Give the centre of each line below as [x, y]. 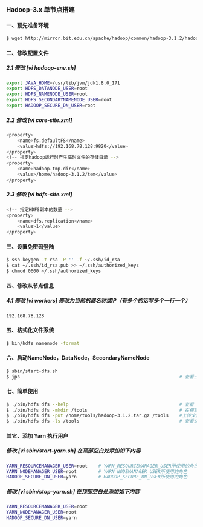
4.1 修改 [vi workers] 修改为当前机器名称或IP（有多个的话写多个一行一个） [98, 301]
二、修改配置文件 [27, 53]
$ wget [14, 39]
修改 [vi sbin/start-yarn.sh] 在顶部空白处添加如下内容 [73, 451]
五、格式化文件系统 [30, 330]
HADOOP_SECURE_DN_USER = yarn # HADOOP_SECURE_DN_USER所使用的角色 [97, 477]
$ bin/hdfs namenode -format [43, 343]
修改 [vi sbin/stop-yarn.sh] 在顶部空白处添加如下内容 [73, 491]
